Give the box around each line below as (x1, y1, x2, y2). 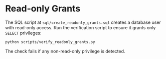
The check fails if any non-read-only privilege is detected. (5, 48, 125, 54)
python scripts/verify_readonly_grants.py (5, 39, 95, 45)
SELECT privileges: (5, 30, 42, 36)
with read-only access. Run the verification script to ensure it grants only (5, 24, 156, 30)
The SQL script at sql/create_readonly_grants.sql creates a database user (5, 19, 161, 25)
